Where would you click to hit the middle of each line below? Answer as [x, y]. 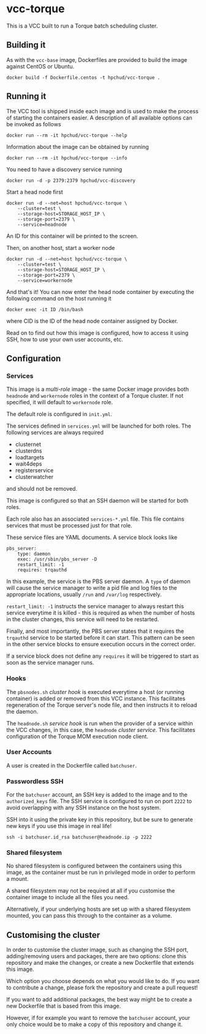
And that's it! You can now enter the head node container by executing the [100, 292]
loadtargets [30, 458]
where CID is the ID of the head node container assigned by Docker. [92, 321]
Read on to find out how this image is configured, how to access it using [97, 333]
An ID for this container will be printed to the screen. [72, 236]
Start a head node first [35, 192]
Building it [26, 45]
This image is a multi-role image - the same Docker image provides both [97, 389]
